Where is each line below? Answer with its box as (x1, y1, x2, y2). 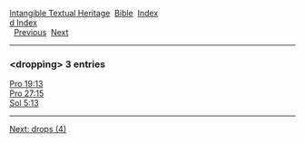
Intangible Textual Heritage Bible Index (9, 8, 159, 18)
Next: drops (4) (9, 124, 67, 135)
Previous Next (13, 27, 69, 37)
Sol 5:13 (9, 98, 39, 109)
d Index (9, 17, 38, 28)
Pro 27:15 (9, 88, 44, 99)
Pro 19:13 (9, 79, 44, 90)
